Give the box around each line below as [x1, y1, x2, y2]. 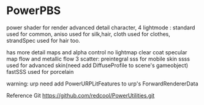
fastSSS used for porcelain [6, 68, 74, 75]
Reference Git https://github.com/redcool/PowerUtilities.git [6, 92, 155, 99]
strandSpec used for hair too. [6, 37, 81, 44]
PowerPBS [6, 4, 61, 18]
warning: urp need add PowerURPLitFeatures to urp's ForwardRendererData [6, 80, 198, 87]
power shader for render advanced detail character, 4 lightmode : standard [6, 24, 195, 31]
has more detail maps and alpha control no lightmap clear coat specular [6, 48, 187, 56]
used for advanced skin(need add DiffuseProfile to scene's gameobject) [6, 62, 189, 69]
